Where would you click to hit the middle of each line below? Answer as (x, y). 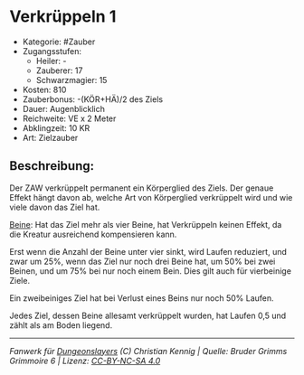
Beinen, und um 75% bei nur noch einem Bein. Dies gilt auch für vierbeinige (151, 271)
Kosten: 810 (44, 89)
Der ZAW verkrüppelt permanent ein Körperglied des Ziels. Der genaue (142, 188)
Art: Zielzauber (50, 137)
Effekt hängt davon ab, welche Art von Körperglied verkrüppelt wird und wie (151, 197)
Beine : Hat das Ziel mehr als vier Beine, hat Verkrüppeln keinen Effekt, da (146, 224)
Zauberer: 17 (59, 70)
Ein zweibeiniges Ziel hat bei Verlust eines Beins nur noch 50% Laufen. (142, 298)
